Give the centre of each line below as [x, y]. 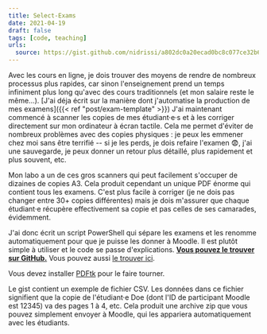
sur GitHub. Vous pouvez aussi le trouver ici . [81, 258]
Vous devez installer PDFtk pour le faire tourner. [87, 274]
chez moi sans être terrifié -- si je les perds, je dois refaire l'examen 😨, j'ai [130, 143]
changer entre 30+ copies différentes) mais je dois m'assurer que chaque [129, 200]
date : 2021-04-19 [37, 23]
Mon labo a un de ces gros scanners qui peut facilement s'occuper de [123, 175]
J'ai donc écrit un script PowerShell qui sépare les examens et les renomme [132, 233]
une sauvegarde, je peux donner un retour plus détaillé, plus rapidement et [130, 151]
